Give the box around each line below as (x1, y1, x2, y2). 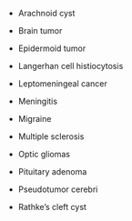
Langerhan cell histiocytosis (17, 61, 124, 71)
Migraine (17, 114, 52, 124)
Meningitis (17, 95, 57, 106)
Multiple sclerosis (17, 131, 85, 142)
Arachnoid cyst (17, 8, 76, 18)
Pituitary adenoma (17, 166, 87, 176)
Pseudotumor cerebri (17, 184, 98, 195)
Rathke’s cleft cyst (17, 202, 86, 212)
